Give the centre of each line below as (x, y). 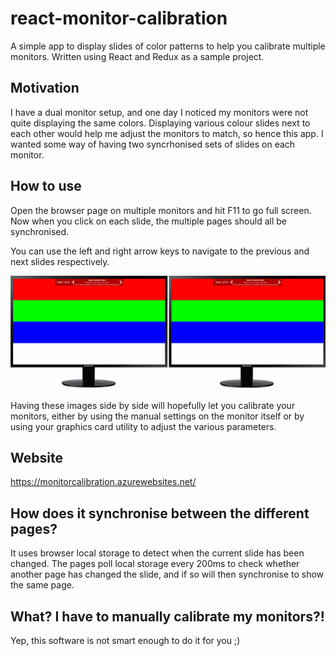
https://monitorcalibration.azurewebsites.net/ (103, 482)
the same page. (42, 585)
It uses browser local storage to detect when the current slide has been (157, 553)
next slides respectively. (60, 261)
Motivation (45, 88)
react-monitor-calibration (119, 18)
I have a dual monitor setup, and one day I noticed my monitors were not (159, 112)
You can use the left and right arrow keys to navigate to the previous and (160, 251)
